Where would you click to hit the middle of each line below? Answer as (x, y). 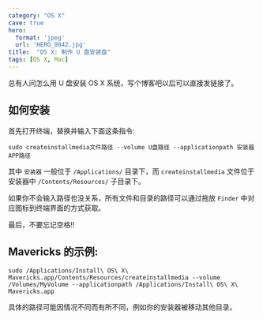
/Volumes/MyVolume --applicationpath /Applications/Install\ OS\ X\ (123, 284)
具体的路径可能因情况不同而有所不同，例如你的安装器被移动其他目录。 (122, 307)
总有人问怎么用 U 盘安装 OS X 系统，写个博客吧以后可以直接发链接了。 (123, 83)
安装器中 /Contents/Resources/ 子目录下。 (77, 181)
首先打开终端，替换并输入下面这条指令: (72, 130)
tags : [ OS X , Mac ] (38, 60)
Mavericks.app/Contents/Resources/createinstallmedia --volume (115, 277)
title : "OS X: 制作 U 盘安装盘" (60, 52)
